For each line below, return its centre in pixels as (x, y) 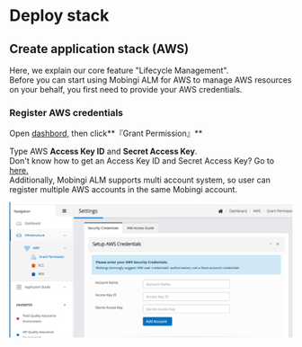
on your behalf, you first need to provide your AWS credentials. (126, 89)
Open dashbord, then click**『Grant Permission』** (106, 133)
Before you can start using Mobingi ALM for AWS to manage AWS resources (151, 80)
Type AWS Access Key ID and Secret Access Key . (103, 151)
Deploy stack (59, 16)
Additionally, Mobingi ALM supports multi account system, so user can (140, 180)
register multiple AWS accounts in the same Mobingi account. (124, 190)
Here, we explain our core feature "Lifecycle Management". (119, 70)
